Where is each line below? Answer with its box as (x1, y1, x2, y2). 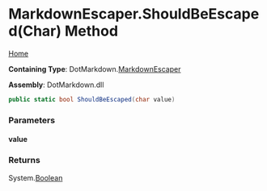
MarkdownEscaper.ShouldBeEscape (8, 5, 260, 23)
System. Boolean (8, 172, 63, 182)
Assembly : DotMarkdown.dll (8, 80, 104, 89)
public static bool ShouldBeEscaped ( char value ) (8, 95, 176, 103)
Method (64, 22, 119, 40)
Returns (8, 155, 40, 166)
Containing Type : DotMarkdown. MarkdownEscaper (8, 64, 181, 73)
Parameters (8, 114, 55, 126)
